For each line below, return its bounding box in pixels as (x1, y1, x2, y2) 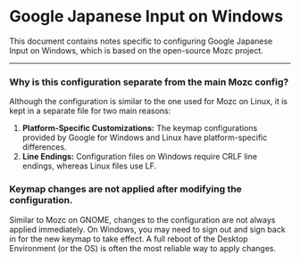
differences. (21, 142, 67, 152)
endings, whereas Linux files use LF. (21, 160, 157, 171)
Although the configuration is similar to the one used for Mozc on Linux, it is (9, 96, 288, 107)
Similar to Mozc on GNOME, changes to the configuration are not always (9, 214, 276, 225)
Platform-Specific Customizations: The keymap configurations (21, 123, 258, 134)
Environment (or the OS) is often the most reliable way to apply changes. (9, 242, 277, 253)
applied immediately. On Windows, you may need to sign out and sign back (9, 224, 286, 234)
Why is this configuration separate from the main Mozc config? (9, 76, 289, 88)
